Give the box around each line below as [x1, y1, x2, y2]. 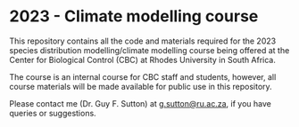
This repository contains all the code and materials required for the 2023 [9, 36, 277, 46]
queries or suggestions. [9, 107, 96, 118]
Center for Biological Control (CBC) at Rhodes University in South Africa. [9, 54, 277, 65]
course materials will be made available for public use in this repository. [9, 81, 272, 91]
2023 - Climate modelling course [9, 6, 259, 27]
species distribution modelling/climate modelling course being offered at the [9, 44, 290, 55]
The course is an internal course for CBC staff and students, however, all [9, 71, 277, 82]
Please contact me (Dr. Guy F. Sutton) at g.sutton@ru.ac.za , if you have [9, 98, 272, 108]
